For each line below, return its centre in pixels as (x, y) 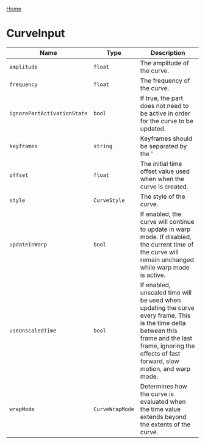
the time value (160, 409)
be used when (160, 300)
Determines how (164, 386)
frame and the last (166, 338)
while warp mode (165, 267)
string (103, 146)
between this (159, 331)
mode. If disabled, (166, 237)
